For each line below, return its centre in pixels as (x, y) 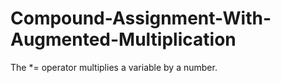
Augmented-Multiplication (123, 39)
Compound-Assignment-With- (141, 18)
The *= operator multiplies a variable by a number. (114, 67)
